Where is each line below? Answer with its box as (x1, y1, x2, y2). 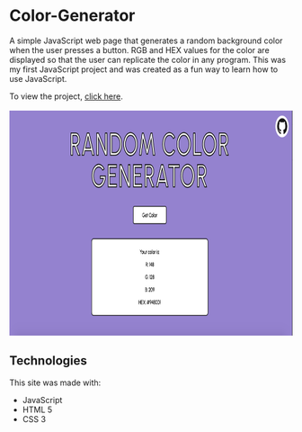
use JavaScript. (9, 73, 67, 84)
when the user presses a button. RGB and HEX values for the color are (9, 44, 270, 55)
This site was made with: (9, 377, 102, 388)
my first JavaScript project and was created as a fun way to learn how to (9, 64, 279, 75)
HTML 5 (22, 404, 53, 415)
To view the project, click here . (9, 91, 123, 102)
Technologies (9, 353, 88, 369)
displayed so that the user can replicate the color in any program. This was (9, 54, 286, 65)
